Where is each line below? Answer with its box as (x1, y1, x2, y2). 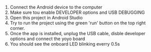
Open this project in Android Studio (10, 15, 83, 20)
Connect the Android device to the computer (10, 4, 103, 10)
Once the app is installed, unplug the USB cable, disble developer (10, 31, 145, 36)
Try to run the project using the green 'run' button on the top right (10, 20, 146, 26)
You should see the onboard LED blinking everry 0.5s (10, 41, 120, 47)
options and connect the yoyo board (10, 36, 85, 42)
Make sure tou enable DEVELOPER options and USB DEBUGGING (10, 9, 145, 15)
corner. (10, 25, 25, 31)
